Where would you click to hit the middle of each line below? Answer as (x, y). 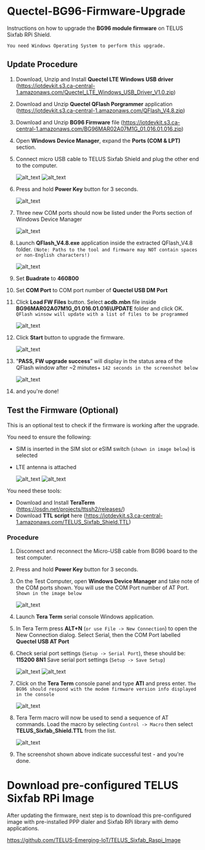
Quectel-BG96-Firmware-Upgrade (96, 11)
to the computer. (37, 165)
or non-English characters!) (53, 255)
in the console (35, 694)
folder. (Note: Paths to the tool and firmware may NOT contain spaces (106, 249)
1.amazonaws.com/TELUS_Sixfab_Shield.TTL (72, 522)
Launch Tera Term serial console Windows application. (85, 616)
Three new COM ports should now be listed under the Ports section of (104, 212)
